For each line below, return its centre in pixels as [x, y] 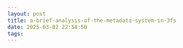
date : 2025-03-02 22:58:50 [47, 27]
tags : [15, 34]
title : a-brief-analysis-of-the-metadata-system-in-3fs [92, 20]
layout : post [27, 14]
